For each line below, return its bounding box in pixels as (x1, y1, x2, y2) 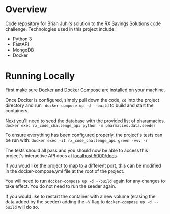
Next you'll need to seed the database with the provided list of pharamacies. (5, 117, 165, 124)
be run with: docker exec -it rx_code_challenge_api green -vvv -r (5, 137, 148, 144)
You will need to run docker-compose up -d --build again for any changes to (5, 178, 165, 184)
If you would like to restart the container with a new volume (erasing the (5, 193, 156, 199)
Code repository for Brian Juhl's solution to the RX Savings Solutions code (5, 20, 161, 27)
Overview (5, 4, 47, 15)
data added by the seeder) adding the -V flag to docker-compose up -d (5, 198, 152, 205)
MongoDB (12, 46, 34, 53)
